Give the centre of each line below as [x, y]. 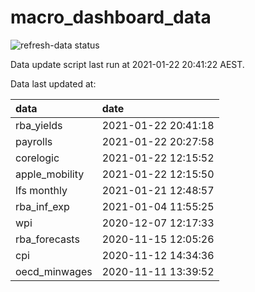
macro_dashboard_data [111, 17]
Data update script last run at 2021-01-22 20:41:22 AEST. [127, 64]
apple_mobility [50, 174]
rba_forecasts [47, 239]
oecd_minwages [54, 271]
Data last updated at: [53, 83]
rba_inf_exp [42, 206]
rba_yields [39, 125]
